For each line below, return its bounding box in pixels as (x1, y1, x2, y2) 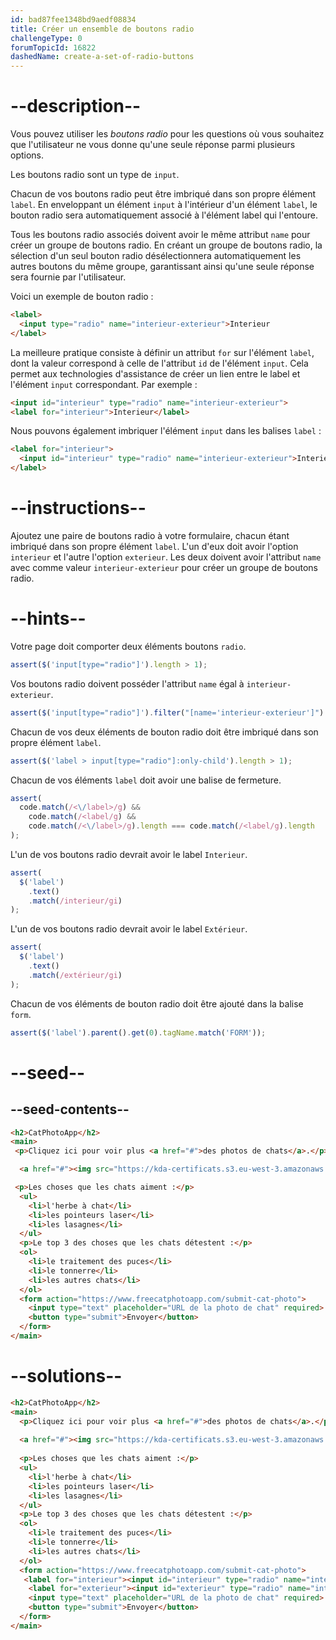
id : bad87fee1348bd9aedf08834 (10, 14, 137, 25)
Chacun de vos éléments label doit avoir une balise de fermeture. (10, 774, 282, 786)
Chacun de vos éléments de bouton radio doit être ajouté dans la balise (10, 997, 304, 1010)
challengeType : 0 (10, 33, 83, 43)
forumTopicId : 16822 (10, 42, 97, 53)
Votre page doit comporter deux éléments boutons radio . (10, 640, 247, 652)
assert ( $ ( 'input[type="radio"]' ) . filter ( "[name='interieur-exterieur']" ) (10, 707, 325, 718)
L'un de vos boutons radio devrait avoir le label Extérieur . (10, 923, 248, 935)
